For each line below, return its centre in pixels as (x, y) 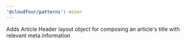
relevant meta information (38, 35)
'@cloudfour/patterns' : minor (45, 12)
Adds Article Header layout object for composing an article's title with (93, 29)
